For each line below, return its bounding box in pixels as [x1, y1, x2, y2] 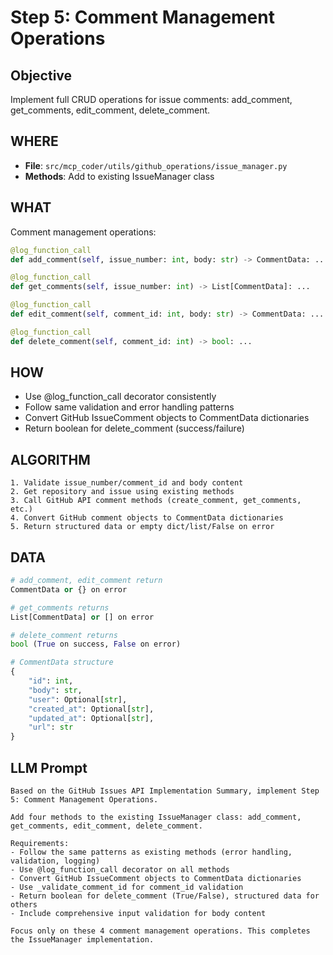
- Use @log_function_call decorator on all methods [10, 865, 230, 875]
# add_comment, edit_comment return [10, 576, 163, 586]
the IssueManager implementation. [10, 935, 155, 945]
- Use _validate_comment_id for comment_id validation [10, 882, 244, 892]
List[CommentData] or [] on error [10, 612, 155, 622]
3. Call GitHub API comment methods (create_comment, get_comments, [10, 496, 302, 506]
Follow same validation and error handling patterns [24, 401, 235, 413]
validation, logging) [10, 856, 101, 866]
